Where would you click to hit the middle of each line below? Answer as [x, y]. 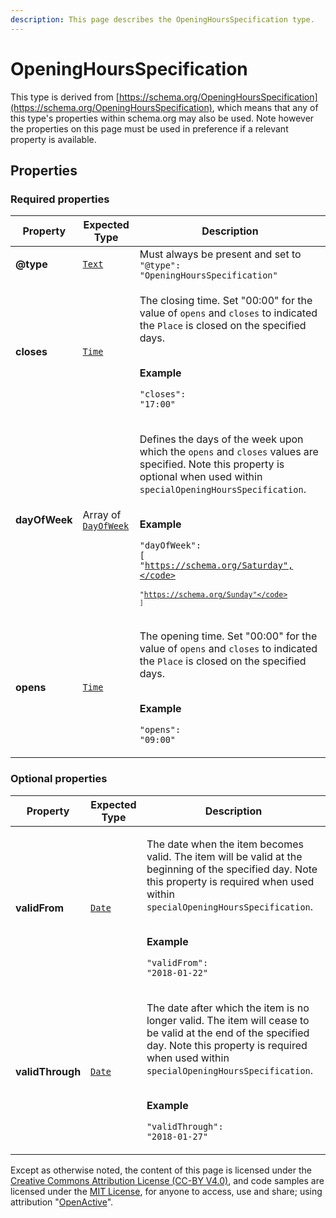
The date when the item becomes [225, 844]
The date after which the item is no [228, 1008]
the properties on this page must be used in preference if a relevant [149, 128]
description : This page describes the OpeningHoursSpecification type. [162, 19]
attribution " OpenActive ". [62, 1202]
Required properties [60, 199]
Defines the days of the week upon [221, 439]
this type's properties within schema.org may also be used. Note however [162, 118]
